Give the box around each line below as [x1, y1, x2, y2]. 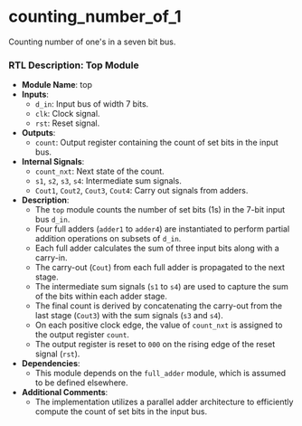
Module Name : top [21, 80, 92, 90]
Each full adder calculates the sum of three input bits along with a [34, 242, 279, 254]
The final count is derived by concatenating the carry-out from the [34, 300, 282, 311]
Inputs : [21, 89, 49, 100]
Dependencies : [21, 358, 80, 369]
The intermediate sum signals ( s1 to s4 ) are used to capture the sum [34, 281, 288, 292]
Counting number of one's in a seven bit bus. [8, 36, 176, 47]
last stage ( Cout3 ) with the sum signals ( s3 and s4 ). [34, 310, 223, 321]
